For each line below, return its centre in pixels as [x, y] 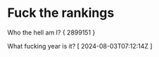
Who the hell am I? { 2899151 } [51, 32]
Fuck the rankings [61, 13]
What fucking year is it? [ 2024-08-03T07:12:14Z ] [80, 46]
